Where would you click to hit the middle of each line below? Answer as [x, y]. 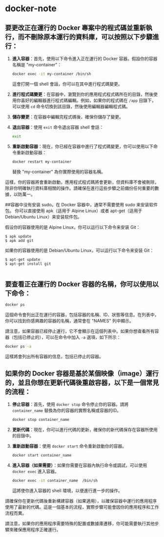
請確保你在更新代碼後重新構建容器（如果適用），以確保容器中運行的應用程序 [81, 501]
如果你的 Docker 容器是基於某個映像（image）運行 [82, 373]
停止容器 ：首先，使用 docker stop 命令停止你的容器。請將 [70, 404]
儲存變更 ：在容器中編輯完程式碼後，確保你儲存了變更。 [68, 117]
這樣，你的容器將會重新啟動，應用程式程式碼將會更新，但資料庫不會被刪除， [82, 182]
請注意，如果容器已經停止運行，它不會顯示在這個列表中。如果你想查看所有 [80, 331]
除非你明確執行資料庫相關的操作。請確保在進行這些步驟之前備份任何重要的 [80, 188]
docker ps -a [18, 347]
